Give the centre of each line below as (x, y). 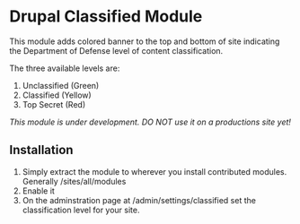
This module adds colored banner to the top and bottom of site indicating (145, 41)
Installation (41, 150)
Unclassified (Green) (61, 85)
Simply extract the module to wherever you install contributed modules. (154, 171)
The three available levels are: (65, 68)
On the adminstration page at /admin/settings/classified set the (139, 200)
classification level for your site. (81, 210)
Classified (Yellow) (57, 95)
